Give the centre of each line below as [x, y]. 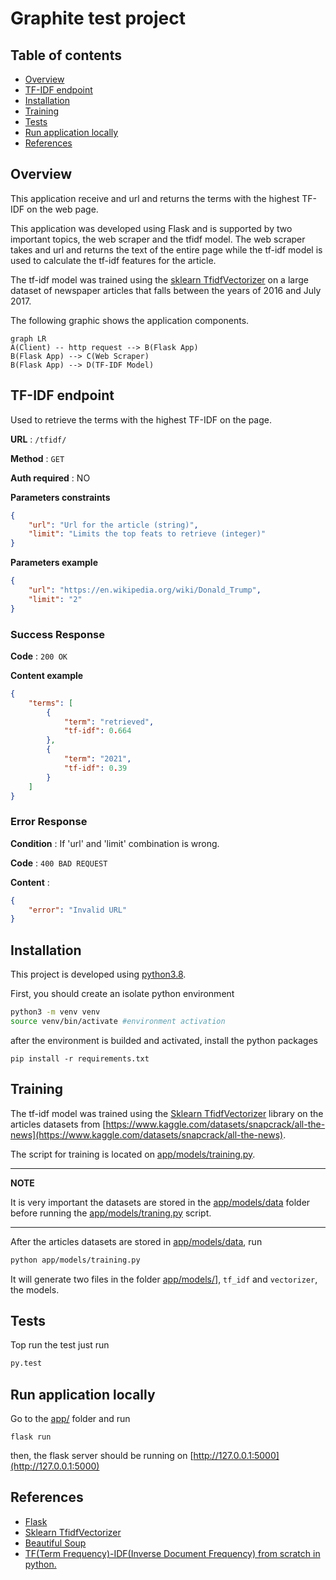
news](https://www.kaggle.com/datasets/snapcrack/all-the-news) [147, 1134]
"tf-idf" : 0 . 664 [97, 731]
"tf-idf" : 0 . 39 [95, 768]
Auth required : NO [50, 478]
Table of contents [66, 55]
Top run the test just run [60, 1345]
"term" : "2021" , [97, 759]
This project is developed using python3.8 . [98, 974]
